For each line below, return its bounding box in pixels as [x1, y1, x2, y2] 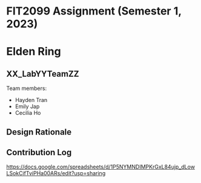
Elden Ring [6, 45, 62, 59]
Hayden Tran [15, 97, 48, 104]
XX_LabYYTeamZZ [6, 68, 79, 79]
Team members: [6, 85, 47, 92]
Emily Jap [15, 103, 40, 110]
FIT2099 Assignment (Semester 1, [6, 4, 182, 18]
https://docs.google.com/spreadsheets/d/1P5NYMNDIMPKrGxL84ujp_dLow [6, 163, 196, 170]
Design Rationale [6, 127, 72, 137]
